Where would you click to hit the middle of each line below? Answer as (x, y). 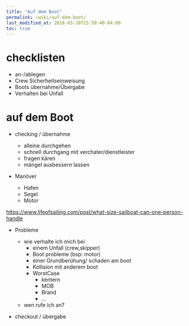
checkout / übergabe (40, 316)
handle (15, 219)
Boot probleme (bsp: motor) (67, 254)
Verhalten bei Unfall (39, 94)
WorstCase (46, 273)
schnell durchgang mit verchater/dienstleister (79, 152)
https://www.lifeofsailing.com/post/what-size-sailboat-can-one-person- (94, 212)
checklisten (36, 58)
